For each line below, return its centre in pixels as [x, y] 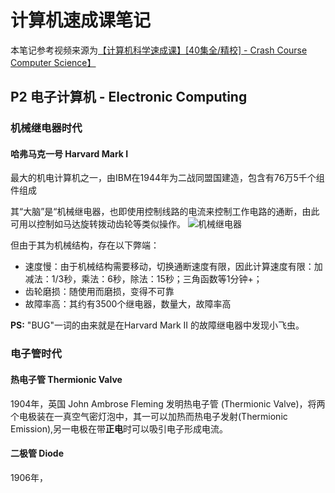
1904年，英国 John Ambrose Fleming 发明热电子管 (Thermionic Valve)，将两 [168, 403]
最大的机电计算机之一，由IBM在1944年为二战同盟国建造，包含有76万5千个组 [167, 178]
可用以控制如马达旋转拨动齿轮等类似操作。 [98, 224]
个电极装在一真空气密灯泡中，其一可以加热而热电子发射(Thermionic [149, 416]
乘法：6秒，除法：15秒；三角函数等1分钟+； [172, 279]
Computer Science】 [53, 62]
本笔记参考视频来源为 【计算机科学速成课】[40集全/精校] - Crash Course [159, 50]
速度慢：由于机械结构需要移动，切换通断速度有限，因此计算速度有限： [169, 267]
